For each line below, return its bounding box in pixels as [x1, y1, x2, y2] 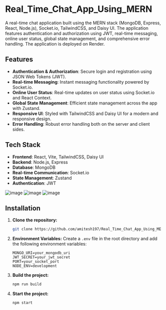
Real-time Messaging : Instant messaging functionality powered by [12, 79, 150, 85]
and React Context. [12, 95, 52, 101]
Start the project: [12, 291, 49, 297]
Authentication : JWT [12, 180, 56, 186]
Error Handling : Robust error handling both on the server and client [12, 121, 150, 127]
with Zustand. [12, 105, 41, 111]
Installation [5, 204, 41, 212]
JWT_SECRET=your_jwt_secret [12, 255, 70, 260]
